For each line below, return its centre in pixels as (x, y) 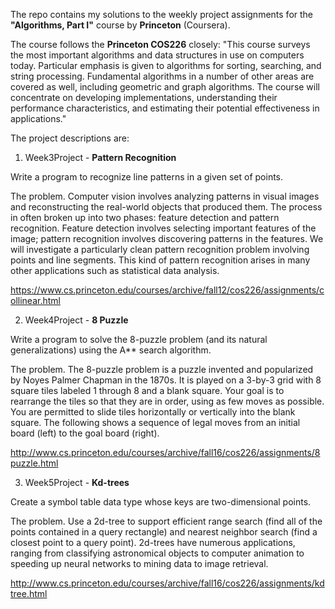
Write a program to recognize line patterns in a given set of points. (147, 177)
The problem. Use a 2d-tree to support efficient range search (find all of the (166, 521)
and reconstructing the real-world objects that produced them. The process (166, 207)
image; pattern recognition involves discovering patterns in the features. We (167, 238)
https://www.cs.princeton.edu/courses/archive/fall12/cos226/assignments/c (167, 290)
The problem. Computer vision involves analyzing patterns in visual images (165, 196)
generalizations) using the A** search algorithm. (111, 350)
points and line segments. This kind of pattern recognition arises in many (160, 260)
